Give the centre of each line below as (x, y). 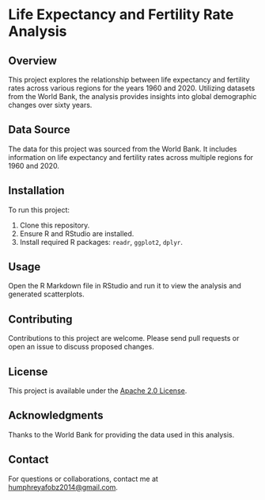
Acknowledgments (56, 416)
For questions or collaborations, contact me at (83, 479)
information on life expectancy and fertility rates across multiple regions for (131, 157)
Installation (36, 191)
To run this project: (39, 210)
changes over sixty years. (50, 105)
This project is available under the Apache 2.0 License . (98, 391)
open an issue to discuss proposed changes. (81, 347)
